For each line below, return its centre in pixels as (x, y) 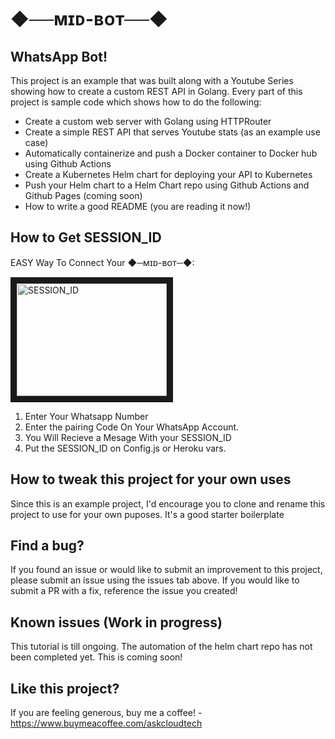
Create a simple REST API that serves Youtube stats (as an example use (172, 132)
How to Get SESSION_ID (86, 237)
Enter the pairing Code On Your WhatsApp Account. (132, 427)
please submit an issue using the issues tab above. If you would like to (155, 580)
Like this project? (65, 688)
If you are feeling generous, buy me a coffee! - (106, 713)
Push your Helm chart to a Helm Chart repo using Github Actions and (167, 185)
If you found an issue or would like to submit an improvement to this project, (166, 570)
